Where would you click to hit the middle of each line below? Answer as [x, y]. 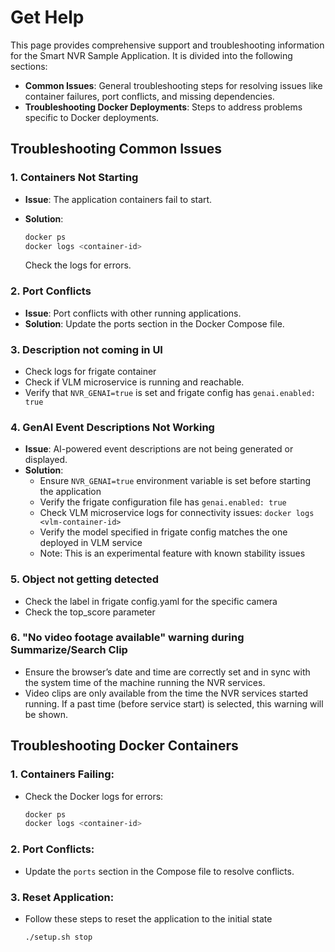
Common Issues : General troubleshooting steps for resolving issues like [173, 85]
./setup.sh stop [58, 937]
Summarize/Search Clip [69, 650]
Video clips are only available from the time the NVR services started [166, 693]
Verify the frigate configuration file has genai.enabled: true [163, 502]
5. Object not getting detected [85, 579]
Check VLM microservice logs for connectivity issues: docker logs [177, 513]
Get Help [47, 17]
